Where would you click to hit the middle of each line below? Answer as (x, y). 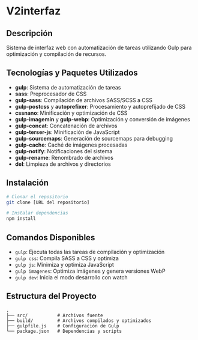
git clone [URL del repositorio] (48, 202)
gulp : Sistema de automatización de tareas (68, 87)
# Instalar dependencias (37, 213)
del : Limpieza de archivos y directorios (63, 164)
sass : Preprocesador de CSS (51, 94)
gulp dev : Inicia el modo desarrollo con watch (71, 277)
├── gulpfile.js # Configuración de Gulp (63, 326)
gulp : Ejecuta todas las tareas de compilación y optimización (90, 252)
